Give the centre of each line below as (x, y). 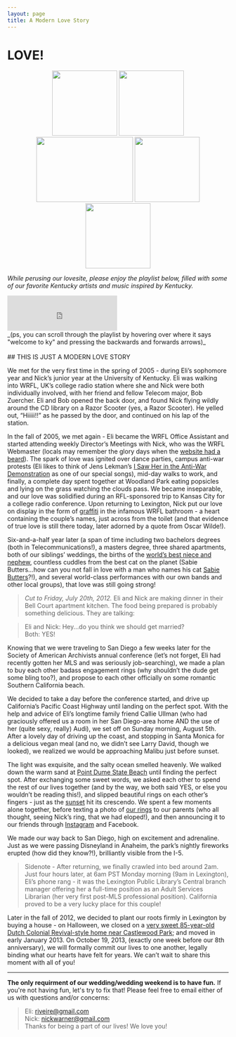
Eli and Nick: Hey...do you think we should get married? (104, 627)
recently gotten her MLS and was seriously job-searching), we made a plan (116, 663)
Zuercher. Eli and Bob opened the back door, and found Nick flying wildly (113, 401)
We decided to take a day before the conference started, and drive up (108, 699)
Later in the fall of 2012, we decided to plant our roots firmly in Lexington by (117, 917)
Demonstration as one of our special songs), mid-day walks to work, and (112, 474)
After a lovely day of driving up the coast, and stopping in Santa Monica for (116, 736)
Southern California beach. (46, 685)
